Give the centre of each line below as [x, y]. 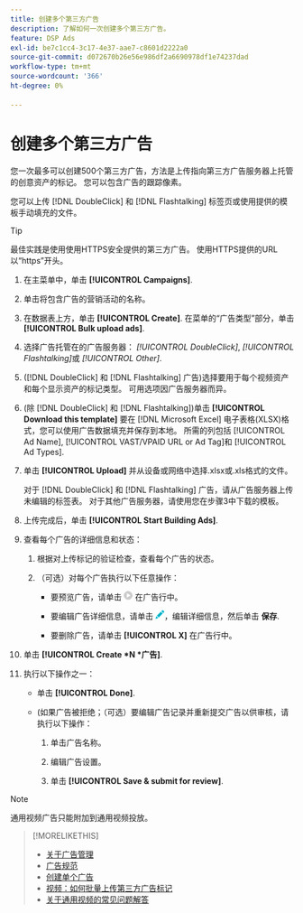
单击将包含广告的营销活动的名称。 [87, 299]
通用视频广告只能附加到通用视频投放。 [81, 817]
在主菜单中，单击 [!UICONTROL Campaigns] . [108, 279]
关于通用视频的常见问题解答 [97, 899]
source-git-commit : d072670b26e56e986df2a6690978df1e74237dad [129, 57]
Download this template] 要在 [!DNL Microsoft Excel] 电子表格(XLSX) [152, 419]
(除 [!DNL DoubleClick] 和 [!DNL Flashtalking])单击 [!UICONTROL [144, 407]
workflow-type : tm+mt [51, 67]
